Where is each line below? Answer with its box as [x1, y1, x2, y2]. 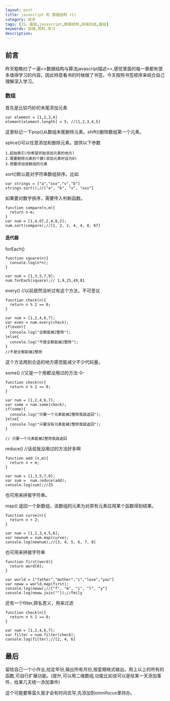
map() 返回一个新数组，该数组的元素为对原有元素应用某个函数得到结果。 [5, 503, 156, 509]
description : [5, 31, 33, 36]
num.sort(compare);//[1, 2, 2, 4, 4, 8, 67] [5, 223, 101, 229]
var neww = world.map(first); [5, 582, 69, 587]
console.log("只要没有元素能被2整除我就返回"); [10, 422, 101, 427]
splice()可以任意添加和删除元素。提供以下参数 [5, 140, 101, 146]
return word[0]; [10, 564, 44, 569]
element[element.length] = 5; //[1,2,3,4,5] [5, 119, 101, 124]
